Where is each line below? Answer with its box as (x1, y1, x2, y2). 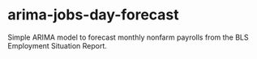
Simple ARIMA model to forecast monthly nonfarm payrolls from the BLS (7, 32, 249, 42)
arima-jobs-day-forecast (7, 6, 179, 24)
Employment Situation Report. (7, 40, 107, 50)
